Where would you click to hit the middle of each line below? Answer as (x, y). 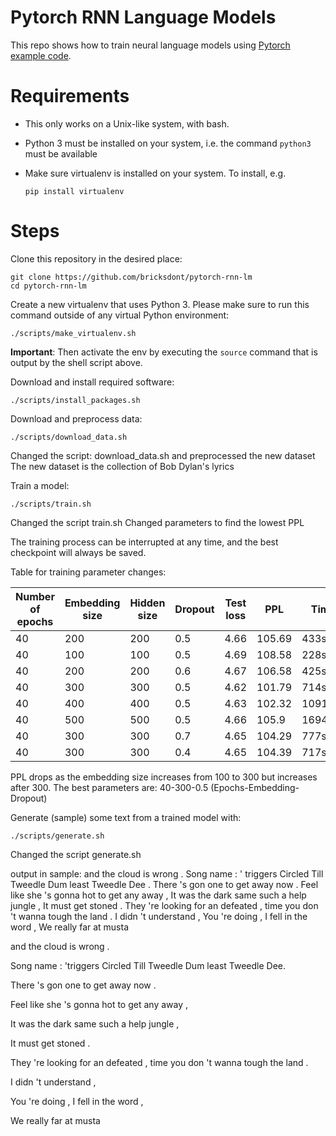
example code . (41, 55)
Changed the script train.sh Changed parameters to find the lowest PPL (157, 522)
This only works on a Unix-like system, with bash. (127, 123)
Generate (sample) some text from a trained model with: (126, 817)
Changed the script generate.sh (76, 854)
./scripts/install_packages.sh (75, 400)
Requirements (70, 96)
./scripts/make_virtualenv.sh (73, 333)
